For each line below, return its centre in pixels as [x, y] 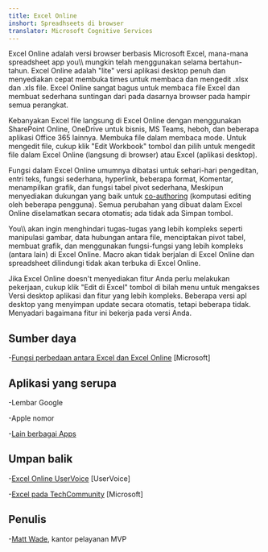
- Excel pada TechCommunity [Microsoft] [76, 494]
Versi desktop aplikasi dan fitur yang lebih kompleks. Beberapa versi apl [128, 296]
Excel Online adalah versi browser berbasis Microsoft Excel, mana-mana [128, 54]
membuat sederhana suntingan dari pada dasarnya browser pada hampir [130, 97]
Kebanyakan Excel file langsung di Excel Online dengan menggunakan [125, 121]
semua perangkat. [38, 105]
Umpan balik [41, 459]
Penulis [27, 519]
